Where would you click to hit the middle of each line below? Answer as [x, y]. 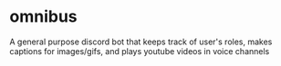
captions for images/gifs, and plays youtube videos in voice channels [140, 51]
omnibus [43, 17]
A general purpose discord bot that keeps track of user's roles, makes [141, 42]
